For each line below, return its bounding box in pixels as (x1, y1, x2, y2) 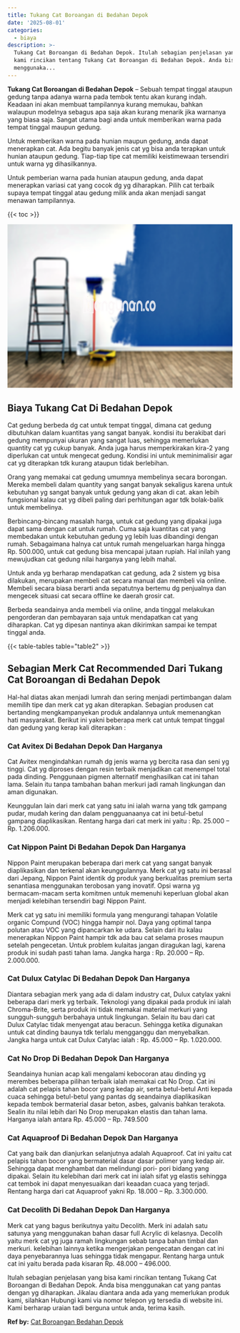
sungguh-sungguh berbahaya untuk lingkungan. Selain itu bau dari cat (7, 1012, 216, 1021)
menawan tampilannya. (7, 196, 76, 204)
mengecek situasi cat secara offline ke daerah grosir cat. (7, 592, 175, 600)
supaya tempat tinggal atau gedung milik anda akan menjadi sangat (7, 188, 206, 197)
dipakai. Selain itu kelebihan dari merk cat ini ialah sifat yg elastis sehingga (7, 1172, 227, 1181)
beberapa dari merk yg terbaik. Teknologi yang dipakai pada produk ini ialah (7, 997, 231, 1006)
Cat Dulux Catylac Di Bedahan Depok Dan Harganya (7, 973, 191, 983)
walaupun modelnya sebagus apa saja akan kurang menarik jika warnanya (7, 107, 226, 116)
